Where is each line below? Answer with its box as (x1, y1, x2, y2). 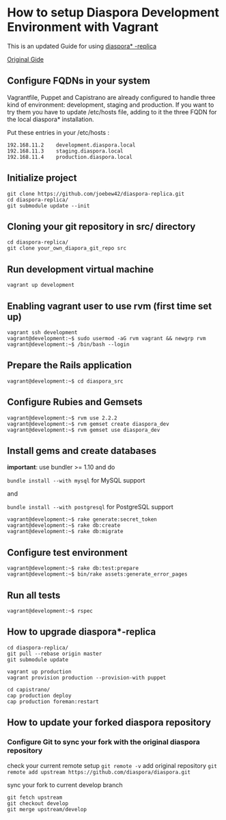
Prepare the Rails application (7, 359, 132, 371)
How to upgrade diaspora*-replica (7, 626, 156, 638)
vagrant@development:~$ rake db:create (7, 522, 121, 529)
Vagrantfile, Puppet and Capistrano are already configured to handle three (7, 93, 216, 101)
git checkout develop (7, 799, 69, 807)
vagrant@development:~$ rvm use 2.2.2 (7, 414, 117, 422)
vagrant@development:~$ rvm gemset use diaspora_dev (7, 426, 160, 433)
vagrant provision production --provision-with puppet (7, 674, 167, 681)
